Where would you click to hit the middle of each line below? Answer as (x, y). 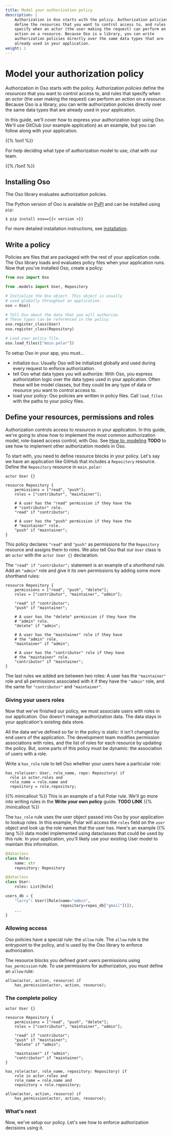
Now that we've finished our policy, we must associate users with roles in (83, 711)
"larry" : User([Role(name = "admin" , (52, 901)
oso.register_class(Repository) (40, 329)
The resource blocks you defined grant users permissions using (73, 960)
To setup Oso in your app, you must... (45, 353)
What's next (21, 1111)
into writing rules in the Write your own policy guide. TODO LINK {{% (79, 801)
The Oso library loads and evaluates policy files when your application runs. (85, 263)
